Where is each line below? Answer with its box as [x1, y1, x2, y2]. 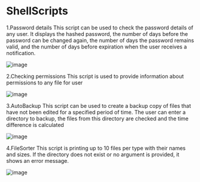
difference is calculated [6, 121, 64, 128]
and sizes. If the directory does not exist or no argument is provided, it [6, 151, 180, 158]
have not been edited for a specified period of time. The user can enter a [6, 108, 186, 116]
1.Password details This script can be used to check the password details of [6, 24, 193, 31]
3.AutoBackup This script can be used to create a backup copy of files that [6, 102, 192, 109]
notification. [6, 49, 36, 56]
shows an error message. [6, 157, 69, 164]
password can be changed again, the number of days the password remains [6, 37, 195, 44]
